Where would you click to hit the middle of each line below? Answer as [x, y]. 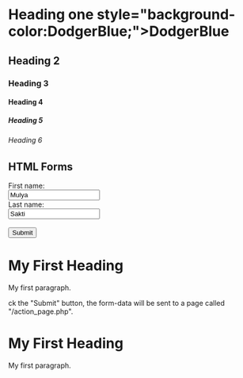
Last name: [27, 204]
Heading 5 [26, 120]
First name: [27, 186]
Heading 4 [26, 102]
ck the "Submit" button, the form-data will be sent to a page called [117, 304]
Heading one [51, 15]
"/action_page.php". [41, 311]
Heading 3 [28, 83]
